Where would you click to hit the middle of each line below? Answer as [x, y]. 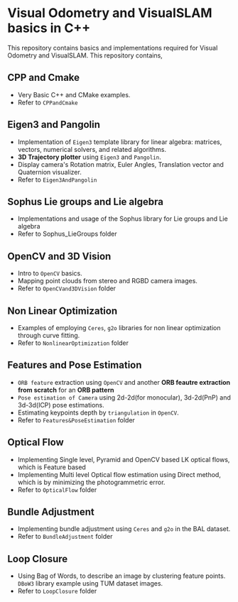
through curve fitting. [49, 335]
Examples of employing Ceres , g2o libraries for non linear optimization [119, 328]
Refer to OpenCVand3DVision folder [66, 288]
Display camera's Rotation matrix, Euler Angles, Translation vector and [120, 164]
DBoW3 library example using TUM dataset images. [90, 584]
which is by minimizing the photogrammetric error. [91, 482]
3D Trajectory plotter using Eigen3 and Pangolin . [89, 157]
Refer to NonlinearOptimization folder [73, 343]
